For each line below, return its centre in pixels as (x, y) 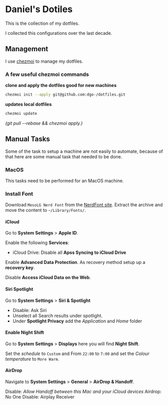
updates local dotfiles (29, 104)
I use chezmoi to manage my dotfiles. (44, 61)
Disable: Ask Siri (30, 310)
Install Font (19, 194)
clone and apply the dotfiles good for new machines (61, 85)
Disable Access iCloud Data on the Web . (48, 278)
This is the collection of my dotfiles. (42, 23)
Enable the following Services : (37, 243)
